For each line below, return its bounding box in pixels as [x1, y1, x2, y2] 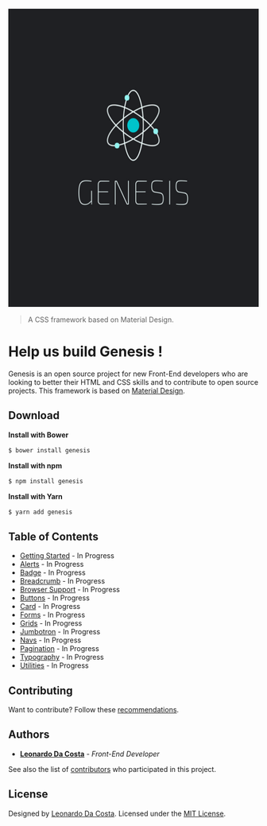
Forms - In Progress [19, 610, 86, 620]
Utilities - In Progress [19, 661, 89, 670]
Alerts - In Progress [19, 560, 84, 569]
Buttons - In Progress [19, 593, 90, 603]
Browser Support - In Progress [19, 585, 121, 595]
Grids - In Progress [19, 619, 83, 628]
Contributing [8, 684, 73, 697]
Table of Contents [8, 529, 99, 543]
